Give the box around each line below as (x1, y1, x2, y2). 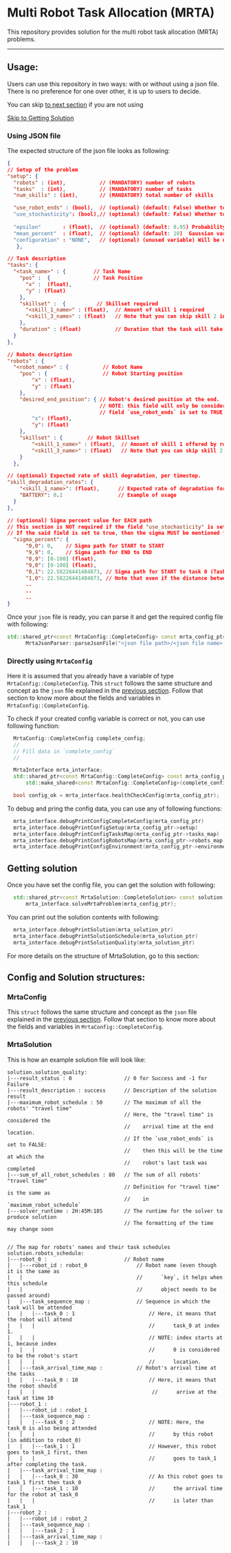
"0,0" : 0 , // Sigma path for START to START (25, 542, 165, 549)
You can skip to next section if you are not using (7, 100, 144, 108)
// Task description (7, 255, 67, 263)
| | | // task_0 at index (7, 1322, 220, 1329)
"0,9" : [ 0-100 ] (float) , (25, 555, 97, 562)
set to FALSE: (7, 1141, 48, 1148)
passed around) (7, 1292, 51, 1299)
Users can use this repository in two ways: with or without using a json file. (7, 79, 219, 88)
